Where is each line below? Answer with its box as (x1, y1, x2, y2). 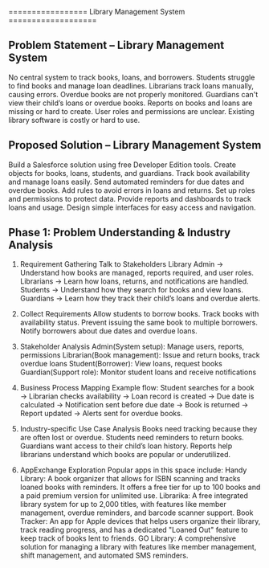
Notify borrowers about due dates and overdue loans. (19, 326, 198, 336)
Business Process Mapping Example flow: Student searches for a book (19, 383, 255, 393)
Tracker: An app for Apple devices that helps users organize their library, (19, 517, 261, 526)
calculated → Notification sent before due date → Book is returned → (19, 400, 249, 410)
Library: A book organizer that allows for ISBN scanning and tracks (19, 474, 241, 484)
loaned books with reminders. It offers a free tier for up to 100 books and (19, 482, 261, 492)
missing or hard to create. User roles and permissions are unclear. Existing (8, 106, 255, 116)
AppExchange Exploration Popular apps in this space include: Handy (19, 465, 247, 475)
